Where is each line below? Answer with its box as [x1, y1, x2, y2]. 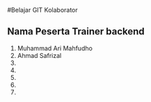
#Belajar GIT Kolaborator [7, 6, 78, 14]
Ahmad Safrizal [17, 51, 62, 59]
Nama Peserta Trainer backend [7, 25, 145, 37]
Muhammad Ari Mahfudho [17, 44, 93, 52]
